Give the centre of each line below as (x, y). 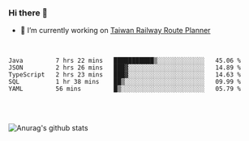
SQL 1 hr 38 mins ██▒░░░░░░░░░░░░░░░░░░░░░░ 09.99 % (125, 82)
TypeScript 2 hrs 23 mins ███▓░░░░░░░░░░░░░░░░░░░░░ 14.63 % (125, 75)
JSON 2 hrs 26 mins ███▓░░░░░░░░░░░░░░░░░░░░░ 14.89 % (125, 68)
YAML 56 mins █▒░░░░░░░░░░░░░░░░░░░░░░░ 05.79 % (125, 89)
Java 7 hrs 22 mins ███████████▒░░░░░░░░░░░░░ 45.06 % (125, 61)
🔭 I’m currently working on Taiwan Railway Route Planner (115, 31)
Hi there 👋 (28, 13)
